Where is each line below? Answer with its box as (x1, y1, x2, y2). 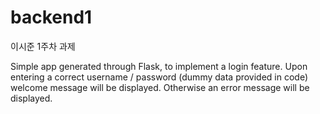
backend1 (10, 6, 93, 29)
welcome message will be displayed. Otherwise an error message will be (10, 81, 310, 93)
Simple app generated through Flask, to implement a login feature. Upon (10, 60, 308, 72)
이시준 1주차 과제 (10, 40, 76, 52)
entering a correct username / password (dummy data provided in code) (10, 71, 309, 83)
